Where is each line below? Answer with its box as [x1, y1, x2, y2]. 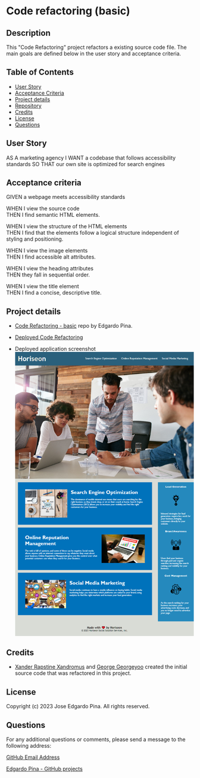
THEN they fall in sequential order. [6, 271, 90, 278]
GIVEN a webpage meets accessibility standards [6, 194, 126, 201]
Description [6, 28, 51, 38]
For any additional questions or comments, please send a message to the [6, 736, 186, 743]
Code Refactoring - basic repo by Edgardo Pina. [14, 322, 133, 329]
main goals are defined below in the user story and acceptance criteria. [6, 50, 182, 57]
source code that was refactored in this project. [14, 670, 132, 677]
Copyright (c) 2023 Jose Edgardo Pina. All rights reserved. [6, 703, 150, 710]
